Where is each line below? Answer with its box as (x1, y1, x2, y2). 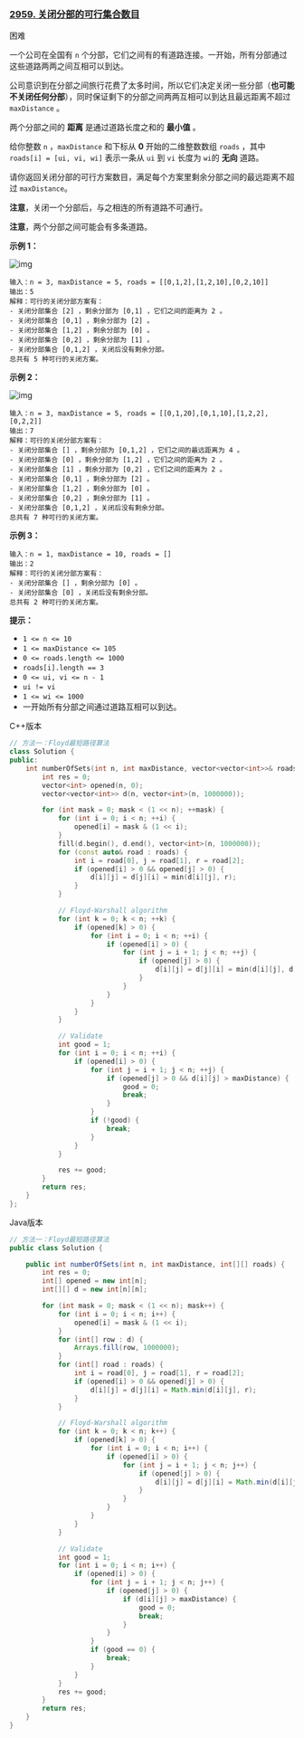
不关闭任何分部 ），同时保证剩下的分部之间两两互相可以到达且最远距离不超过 (9, 91, 291, 102)
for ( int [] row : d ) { (57, 1334, 144, 1344)
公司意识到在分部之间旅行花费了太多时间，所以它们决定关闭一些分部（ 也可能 (9, 80, 295, 91)
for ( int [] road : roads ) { (57, 1360, 165, 1370)
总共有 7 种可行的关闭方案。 (9, 513, 103, 522)
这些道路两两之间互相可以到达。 (9, 61, 128, 71)
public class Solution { (9, 1243, 103, 1252)
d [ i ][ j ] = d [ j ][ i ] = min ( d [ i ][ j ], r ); (90, 873, 237, 882)
